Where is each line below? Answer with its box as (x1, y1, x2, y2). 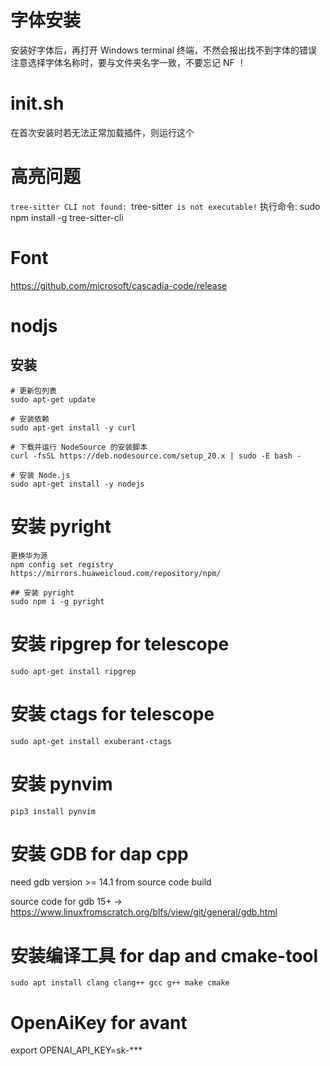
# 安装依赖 (10, 414, 50, 424)
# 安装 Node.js (10, 470, 71, 480)
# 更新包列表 (10, 386, 57, 396)
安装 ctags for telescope (10, 702, 215, 725)
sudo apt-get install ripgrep (10, 666, 137, 676)
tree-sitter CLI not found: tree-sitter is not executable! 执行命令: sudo (10, 200, 321, 212)
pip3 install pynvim (10, 806, 97, 816)
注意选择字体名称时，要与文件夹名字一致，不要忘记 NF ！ (10, 56, 247, 68)
